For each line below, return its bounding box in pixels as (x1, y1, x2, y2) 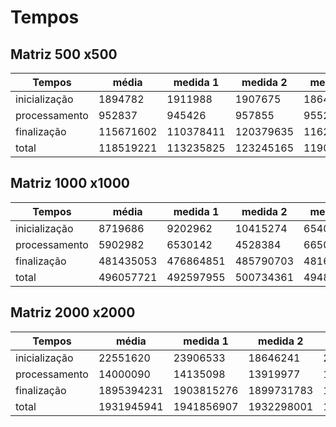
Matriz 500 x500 (10, 46, 118, 63)
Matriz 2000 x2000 (10, 304, 136, 321)
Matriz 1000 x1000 (10, 175, 131, 192)
